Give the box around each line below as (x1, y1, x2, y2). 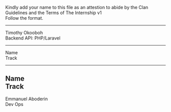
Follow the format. (5, 15, 43, 21)
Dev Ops (5, 101, 24, 107)
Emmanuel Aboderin (5, 96, 48, 102)
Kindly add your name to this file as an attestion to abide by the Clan (5, 5, 149, 10)
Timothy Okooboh (5, 30, 43, 35)
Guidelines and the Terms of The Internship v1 (5, 10, 102, 16)
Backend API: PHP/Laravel (5, 35, 61, 41)
